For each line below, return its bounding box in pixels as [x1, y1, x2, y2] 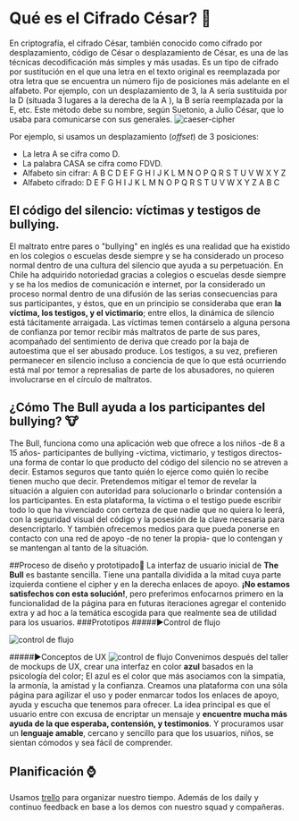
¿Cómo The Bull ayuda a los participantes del [9, 400, 266, 415]
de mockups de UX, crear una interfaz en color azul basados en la [9, 661, 253, 671]
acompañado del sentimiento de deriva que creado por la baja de [9, 336, 250, 346]
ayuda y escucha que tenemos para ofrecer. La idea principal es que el [9, 698, 270, 710]
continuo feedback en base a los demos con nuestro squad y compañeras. [9, 801, 285, 813]
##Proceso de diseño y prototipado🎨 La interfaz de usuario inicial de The [9, 560, 279, 570]
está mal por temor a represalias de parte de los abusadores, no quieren [9, 364, 275, 375]
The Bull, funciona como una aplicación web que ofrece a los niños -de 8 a [9, 438, 286, 449]
